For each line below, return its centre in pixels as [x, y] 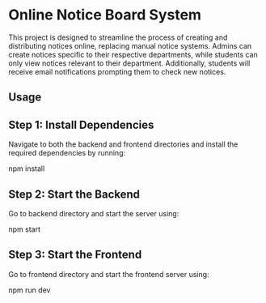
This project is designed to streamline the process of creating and [118, 37]
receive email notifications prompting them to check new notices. [117, 71]
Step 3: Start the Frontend [75, 255]
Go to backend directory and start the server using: [94, 213]
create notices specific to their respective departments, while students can [133, 54]
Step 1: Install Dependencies [81, 124]
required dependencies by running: [67, 153]
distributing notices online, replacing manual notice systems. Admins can [130, 45]
